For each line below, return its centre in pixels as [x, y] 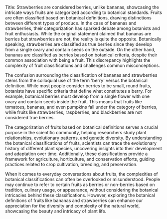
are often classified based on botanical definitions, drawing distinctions [79, 18]
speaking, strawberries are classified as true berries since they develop [79, 44]
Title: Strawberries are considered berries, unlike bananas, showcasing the [82, 7]
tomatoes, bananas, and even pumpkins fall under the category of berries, [82, 107]
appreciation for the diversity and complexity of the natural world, [73, 206]
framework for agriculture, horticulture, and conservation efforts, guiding [80, 159]
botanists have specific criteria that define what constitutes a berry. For [79, 91]
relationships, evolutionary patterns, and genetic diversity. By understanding [83, 138]
